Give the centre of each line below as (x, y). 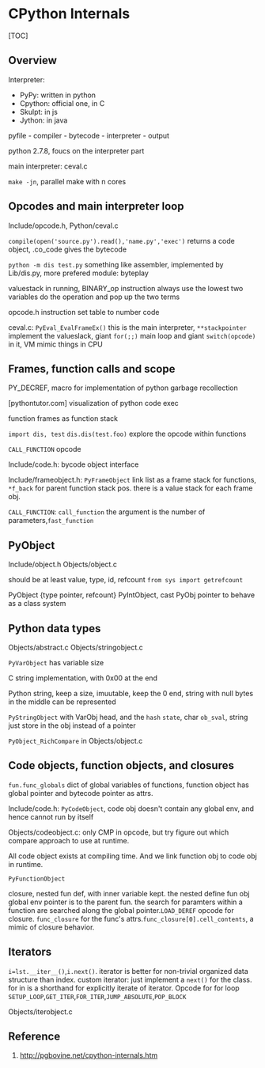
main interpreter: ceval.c (48, 166)
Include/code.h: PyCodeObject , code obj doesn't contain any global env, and (131, 809)
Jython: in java (44, 120)
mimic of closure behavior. (51, 927)
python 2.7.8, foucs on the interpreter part (76, 150)
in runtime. (26, 864)
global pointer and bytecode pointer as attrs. (81, 793)
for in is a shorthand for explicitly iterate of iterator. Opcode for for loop (124, 988)
